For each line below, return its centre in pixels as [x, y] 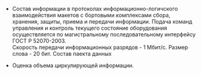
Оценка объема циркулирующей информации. [73, 65]
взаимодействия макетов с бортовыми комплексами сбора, [91, 15]
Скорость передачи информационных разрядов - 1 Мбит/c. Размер [100, 47]
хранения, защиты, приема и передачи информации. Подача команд [102, 21]
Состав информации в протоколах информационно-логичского [95, 9]
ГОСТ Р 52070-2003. [39, 41]
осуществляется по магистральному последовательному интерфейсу [104, 34]
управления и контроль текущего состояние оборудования [90, 28]
